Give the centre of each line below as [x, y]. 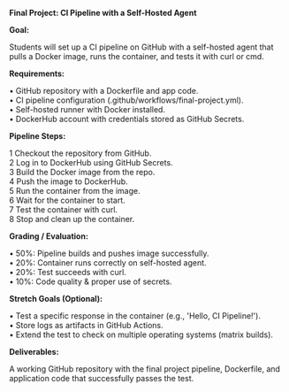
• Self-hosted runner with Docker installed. [87, 109]
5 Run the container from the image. [75, 191]
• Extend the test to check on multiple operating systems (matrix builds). [141, 334]
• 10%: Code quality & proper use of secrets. [91, 281]
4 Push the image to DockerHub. [68, 181]
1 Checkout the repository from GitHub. [80, 153]
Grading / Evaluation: [49, 236]
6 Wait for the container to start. [67, 200]
